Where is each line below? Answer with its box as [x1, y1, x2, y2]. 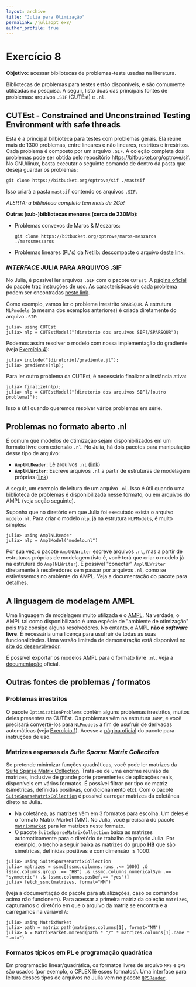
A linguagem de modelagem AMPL [6, 596, 135, 606]
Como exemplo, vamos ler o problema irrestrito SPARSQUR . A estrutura [6, 300, 172, 308]
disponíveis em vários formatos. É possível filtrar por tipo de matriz [6, 779, 168, 786]
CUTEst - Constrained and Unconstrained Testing [6, 110, 191, 120]
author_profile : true [6, 25, 59, 31]
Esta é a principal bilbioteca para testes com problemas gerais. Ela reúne [6, 135, 182, 142]
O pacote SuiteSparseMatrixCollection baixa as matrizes [14, 828, 153, 836]
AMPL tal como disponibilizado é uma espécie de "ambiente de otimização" [6, 618, 189, 625]
